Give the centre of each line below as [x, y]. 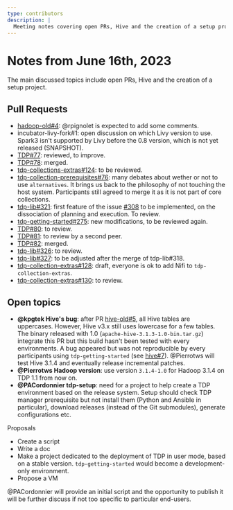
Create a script [38, 441]
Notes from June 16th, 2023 [89, 61]
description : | [29, 20]
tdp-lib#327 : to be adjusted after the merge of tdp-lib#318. [101, 258]
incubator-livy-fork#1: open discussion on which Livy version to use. [115, 133]
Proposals [21, 428]
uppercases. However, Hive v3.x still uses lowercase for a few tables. [116, 326]
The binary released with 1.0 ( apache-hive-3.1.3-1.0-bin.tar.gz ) [110, 333]
